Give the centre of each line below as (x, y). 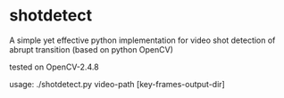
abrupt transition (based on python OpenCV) (92, 49)
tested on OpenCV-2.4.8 (54, 67)
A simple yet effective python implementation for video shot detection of (142, 40)
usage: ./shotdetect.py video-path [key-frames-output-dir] (117, 84)
